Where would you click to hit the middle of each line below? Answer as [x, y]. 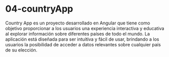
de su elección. [21, 50]
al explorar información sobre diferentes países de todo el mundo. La [78, 34]
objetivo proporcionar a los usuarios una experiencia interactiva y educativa [85, 28]
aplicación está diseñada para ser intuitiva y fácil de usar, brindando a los [82, 39]
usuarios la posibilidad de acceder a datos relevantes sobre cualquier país [83, 44]
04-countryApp [39, 9]
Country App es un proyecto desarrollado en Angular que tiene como [78, 23]
